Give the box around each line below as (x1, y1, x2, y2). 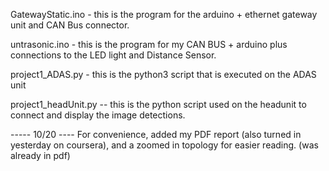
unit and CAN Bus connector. (10, 19, 130, 31)
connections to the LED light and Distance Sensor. (10, 49, 217, 61)
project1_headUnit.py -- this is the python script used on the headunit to (10, 99, 307, 110)
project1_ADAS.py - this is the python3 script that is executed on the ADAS (10, 69, 317, 80)
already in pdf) (10, 150, 71, 161)
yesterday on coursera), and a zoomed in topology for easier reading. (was (10, 139, 319, 151)
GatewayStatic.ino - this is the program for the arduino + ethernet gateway (10, 9, 318, 20)
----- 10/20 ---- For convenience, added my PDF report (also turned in (10, 129, 302, 140)
